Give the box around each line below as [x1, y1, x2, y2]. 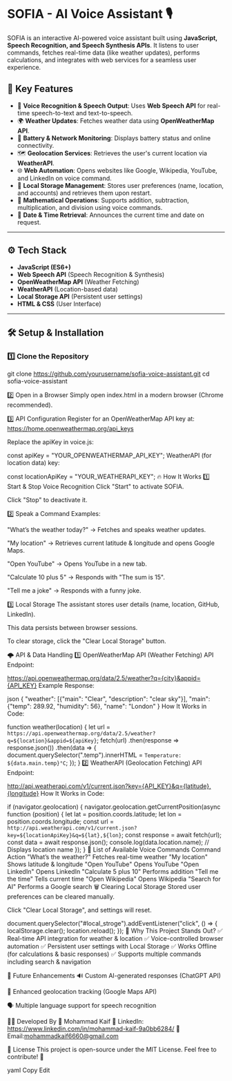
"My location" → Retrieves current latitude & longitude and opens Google [7, 539, 215, 547]
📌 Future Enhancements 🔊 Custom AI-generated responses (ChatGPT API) [7, 972, 221, 980]
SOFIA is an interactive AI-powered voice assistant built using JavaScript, [7, 33, 217, 42]
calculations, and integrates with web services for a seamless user [7, 55, 197, 64]
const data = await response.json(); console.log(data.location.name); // [7, 838, 209, 847]
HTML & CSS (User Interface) [17, 299, 101, 308]
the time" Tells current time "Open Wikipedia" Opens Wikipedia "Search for [7, 875, 221, 883]
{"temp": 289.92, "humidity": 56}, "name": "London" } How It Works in [7, 702, 207, 711]
